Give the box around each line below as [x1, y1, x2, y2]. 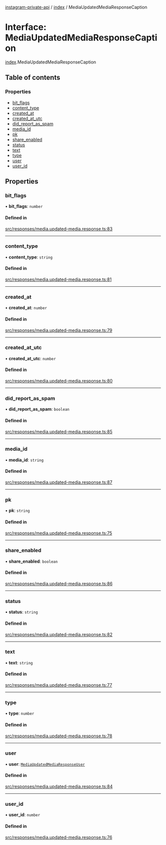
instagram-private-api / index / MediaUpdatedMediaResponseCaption [5, 4, 147, 10]
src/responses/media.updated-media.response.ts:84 [5, 783, 113, 789]
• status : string [5, 609, 38, 615]
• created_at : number [5, 305, 47, 311]
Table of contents [5, 73, 60, 82]
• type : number [5, 711, 35, 716]
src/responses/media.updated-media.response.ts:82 [5, 631, 113, 637]
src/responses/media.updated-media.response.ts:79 [5, 327, 113, 333]
